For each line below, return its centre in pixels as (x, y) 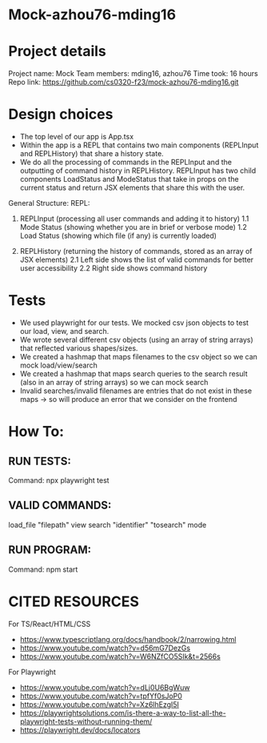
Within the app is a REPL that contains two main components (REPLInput (139, 145)
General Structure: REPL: (49, 203)
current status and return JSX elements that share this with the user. (132, 188)
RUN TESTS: (40, 461)
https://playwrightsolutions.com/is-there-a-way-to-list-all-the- (123, 713)
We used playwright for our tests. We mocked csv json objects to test (134, 323)
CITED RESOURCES (74, 601)
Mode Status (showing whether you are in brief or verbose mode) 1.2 (133, 227)
